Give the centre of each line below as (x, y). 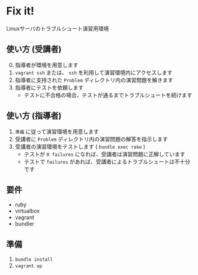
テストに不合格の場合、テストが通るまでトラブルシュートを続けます (108, 95)
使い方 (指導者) (34, 116)
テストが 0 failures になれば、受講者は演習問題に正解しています (104, 154)
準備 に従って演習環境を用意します (57, 131)
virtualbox (27, 211)
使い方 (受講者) (34, 49)
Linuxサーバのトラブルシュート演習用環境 (58, 28)
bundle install (34, 260)
